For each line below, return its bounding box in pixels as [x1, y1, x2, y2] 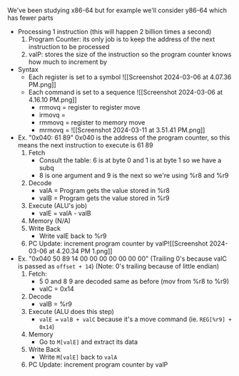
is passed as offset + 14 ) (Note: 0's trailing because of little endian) [17, 262, 220, 270]
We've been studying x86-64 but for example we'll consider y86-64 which [7, 6, 227, 14]
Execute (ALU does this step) [28, 308, 114, 315]
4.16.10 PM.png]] [28, 95, 77, 104]
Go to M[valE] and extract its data [39, 338, 138, 346]
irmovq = [39, 110, 66, 119]
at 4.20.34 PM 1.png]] [49, 247, 113, 255]
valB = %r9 [39, 300, 73, 308]
